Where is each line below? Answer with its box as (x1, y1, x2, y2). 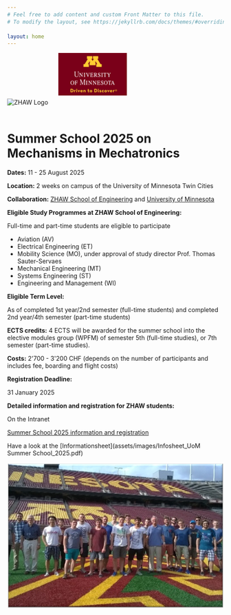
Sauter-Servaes (16, 257, 62, 265)
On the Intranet (7, 415, 50, 424)
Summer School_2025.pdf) (7, 449, 84, 457)
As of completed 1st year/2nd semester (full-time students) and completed (7, 306, 219, 314)
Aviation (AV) (16, 235, 54, 244)
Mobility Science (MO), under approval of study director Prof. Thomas (16, 250, 215, 258)
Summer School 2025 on (7, 131, 152, 147)
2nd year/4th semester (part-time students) (7, 313, 131, 322)
